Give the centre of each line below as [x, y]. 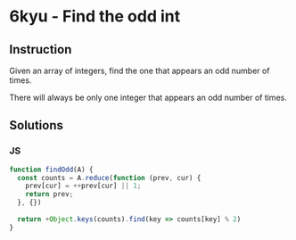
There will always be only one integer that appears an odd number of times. [148, 97]
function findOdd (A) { [51, 170]
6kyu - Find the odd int [95, 17]
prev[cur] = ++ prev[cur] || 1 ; [83, 186]
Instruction [41, 50]
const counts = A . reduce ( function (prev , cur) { [109, 178]
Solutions [37, 125]
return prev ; [49, 194]
